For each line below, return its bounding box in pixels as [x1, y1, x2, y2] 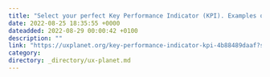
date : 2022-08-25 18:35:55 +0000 [8, 19, 121, 27]
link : [8, 42, 27, 50]
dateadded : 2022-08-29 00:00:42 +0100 [8, 26, 138, 34]
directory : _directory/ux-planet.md [8, 57, 131, 65]
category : [8, 49, 42, 57]
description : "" [8, 34, 63, 43]
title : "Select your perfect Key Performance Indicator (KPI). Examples [8, 11, 257, 20]
